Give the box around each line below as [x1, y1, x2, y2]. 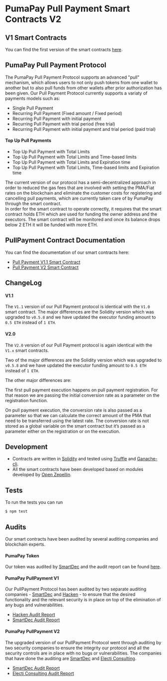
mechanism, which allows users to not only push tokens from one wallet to [5, 79, 158, 85]
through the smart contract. [5, 201, 62, 207]
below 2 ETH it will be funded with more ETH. [5, 222, 98, 228]
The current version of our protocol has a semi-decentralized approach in [5, 180, 156, 186]
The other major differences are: [5, 377, 72, 383]
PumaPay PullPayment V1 [5, 575, 59, 581]
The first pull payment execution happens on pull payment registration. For [5, 387, 158, 393]
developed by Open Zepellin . [12, 471, 72, 478]
